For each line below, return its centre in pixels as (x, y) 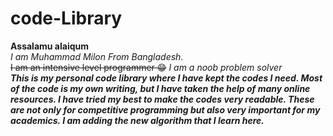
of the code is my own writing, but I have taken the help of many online (160, 88)
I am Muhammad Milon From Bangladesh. (97, 56)
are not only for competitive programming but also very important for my (165, 109)
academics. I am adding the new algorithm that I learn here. (137, 120)
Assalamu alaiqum (49, 46)
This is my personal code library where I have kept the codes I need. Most (166, 78)
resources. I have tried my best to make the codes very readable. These (162, 99)
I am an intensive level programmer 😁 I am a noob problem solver (146, 67)
